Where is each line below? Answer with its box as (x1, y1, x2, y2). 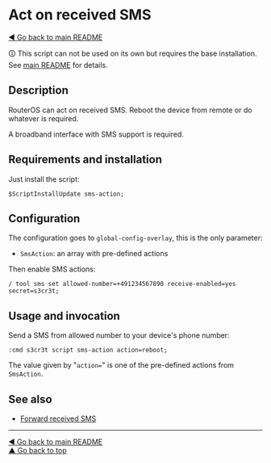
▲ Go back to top (8, 446, 67, 455)
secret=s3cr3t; (8, 287, 60, 296)
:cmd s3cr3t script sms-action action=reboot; (8, 346, 168, 355)
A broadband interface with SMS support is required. (8, 129, 184, 139)
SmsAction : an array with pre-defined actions (19, 249, 169, 259)
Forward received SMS (19, 414, 97, 423)
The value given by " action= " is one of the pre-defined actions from (8, 360, 235, 370)
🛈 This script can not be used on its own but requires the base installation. (8, 48, 257, 58)
